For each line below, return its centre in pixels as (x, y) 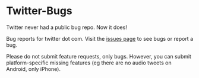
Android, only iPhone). (34, 69)
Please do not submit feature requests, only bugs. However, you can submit (99, 56)
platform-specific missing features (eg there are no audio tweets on (89, 63)
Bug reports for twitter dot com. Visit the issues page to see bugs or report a (100, 38)
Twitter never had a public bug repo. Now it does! (67, 27)
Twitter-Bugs (39, 11)
